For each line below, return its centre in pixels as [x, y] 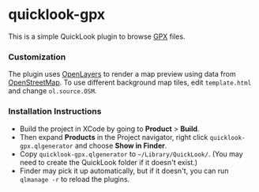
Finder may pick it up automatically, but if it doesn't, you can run [124, 171]
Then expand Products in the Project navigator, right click [114, 137]
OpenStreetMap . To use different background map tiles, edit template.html [130, 83]
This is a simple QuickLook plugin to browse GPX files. [97, 36]
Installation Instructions [55, 111]
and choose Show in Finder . [121, 145]
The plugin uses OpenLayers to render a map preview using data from [122, 74]
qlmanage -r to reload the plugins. [75, 179]
